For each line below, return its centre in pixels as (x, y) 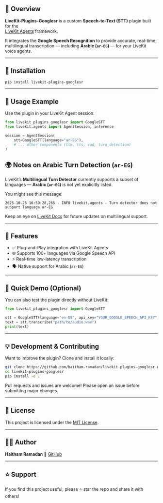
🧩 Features (22, 236)
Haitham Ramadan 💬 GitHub (33, 454)
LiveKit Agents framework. (32, 31)
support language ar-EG (29, 207)
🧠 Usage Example (32, 102)
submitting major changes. (32, 391)
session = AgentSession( (30, 136)
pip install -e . (23, 376)
